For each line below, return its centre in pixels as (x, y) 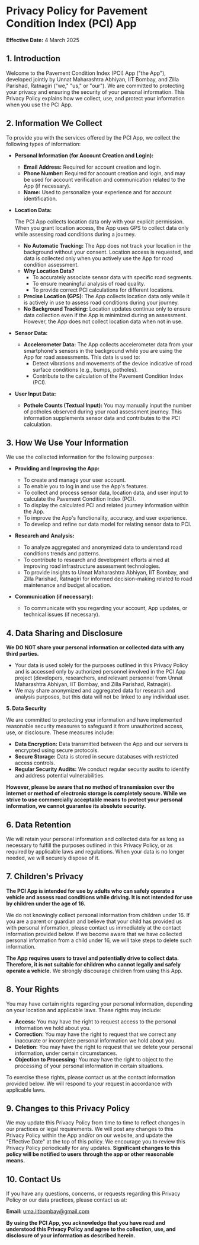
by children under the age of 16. (46, 903)
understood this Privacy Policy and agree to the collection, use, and (91, 1229)
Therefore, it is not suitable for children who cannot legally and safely (94, 964)
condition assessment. (51, 264)
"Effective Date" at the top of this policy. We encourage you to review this (96, 1142)
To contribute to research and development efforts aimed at (97, 560)
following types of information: (44, 144)
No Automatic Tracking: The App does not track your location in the (107, 245)
